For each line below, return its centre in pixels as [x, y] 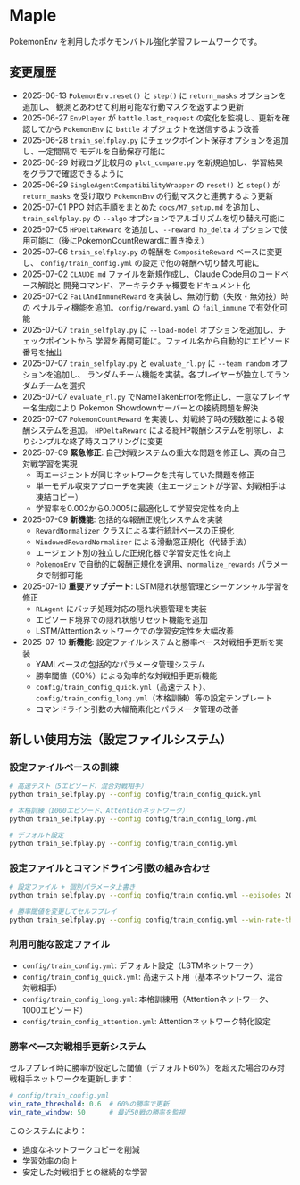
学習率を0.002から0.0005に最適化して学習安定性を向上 [137, 508]
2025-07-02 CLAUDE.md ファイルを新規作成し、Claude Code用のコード [151, 274]
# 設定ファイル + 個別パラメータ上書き [72, 887]
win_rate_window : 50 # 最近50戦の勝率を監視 [97, 1112]
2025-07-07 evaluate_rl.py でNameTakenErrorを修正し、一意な [141, 396]
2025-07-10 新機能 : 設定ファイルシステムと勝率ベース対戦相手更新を [149, 642]
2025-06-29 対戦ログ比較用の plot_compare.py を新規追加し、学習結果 [153, 162]
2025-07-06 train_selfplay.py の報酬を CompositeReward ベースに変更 [152, 252]
